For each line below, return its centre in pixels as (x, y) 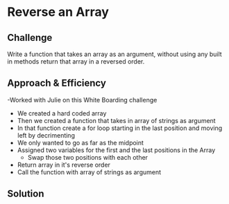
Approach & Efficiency (57, 83)
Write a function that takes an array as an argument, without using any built (114, 54)
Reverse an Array (58, 12)
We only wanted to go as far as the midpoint (80, 142)
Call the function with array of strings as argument (89, 172)
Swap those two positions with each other (87, 157)
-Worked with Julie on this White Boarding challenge (82, 100)
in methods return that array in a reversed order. (76, 62)
